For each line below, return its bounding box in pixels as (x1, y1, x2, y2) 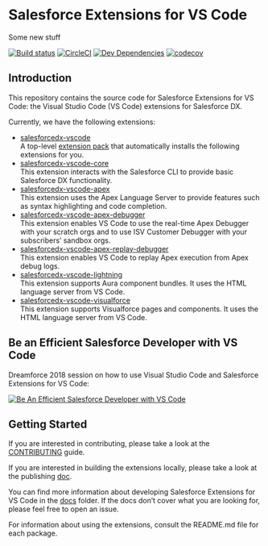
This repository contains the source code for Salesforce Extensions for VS (8, 93, 254, 102)
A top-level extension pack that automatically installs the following (19, 141, 240, 151)
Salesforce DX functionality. (19, 175, 113, 185)
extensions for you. (19, 149, 85, 159)
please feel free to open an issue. (8, 504, 119, 514)
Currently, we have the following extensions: (8, 117, 155, 127)
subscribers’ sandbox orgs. (19, 235, 111, 245)
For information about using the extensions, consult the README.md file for (8, 520, 259, 530)
